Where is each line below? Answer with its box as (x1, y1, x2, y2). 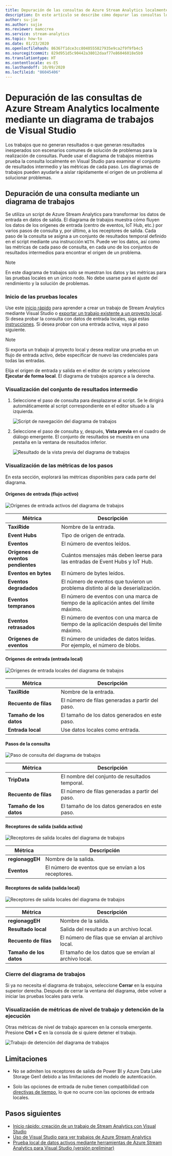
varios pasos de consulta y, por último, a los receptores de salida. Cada (5, 227, 156, 234)
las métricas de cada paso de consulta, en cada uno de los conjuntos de (5, 244, 159, 250)
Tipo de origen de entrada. (61, 531, 125, 539)
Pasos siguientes (5, 1109, 61, 1118)
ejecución (5, 1012, 31, 1019)
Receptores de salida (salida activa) (5, 823, 83, 829)
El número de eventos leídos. (61, 540, 131, 547)
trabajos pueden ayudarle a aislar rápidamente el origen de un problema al (5, 169, 163, 175)
